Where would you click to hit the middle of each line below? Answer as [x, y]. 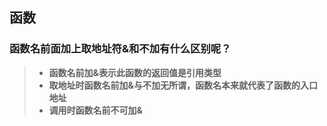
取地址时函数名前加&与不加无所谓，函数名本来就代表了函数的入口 [183, 85]
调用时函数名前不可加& [95, 110]
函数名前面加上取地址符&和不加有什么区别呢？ [120, 49]
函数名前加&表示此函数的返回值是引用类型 [135, 72]
